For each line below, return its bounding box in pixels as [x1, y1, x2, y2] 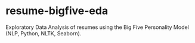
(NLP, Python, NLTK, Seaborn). [5, 29, 82, 37]
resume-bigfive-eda [5, 4, 109, 18]
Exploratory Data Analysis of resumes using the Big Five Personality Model [5, 24, 189, 31]
